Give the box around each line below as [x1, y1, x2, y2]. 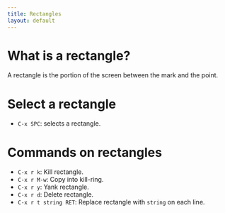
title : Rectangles [7, 10, 62, 18]
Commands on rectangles [7, 144, 163, 160]
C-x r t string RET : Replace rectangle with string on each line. [17, 198, 205, 207]
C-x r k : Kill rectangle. [17, 168, 83, 176]
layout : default [7, 17, 55, 24]
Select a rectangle [7, 96, 117, 112]
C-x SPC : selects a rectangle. [17, 119, 101, 128]
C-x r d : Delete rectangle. [17, 190, 94, 199]
